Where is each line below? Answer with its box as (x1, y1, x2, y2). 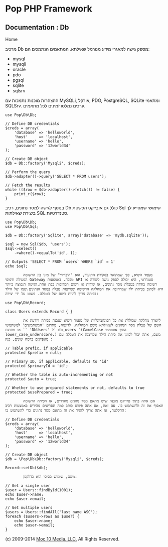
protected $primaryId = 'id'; (5, 363, 69, 368)
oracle (12, 66, 26, 72)
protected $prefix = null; (5, 350, 62, 355)
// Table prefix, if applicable (5, 346, 73, 351)
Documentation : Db (5, 23, 69, 32)
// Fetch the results (5, 183, 51, 188)
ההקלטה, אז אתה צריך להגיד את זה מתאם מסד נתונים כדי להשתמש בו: (5, 408, 127, 413)
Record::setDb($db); (5, 465, 49, 470)
